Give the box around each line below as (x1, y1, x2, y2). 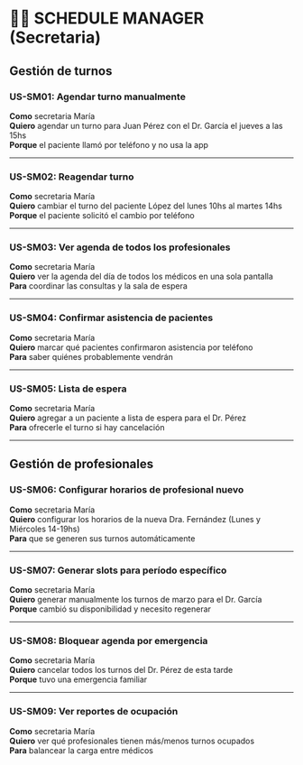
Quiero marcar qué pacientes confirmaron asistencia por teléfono (9, 342, 254, 353)
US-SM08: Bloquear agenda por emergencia (9, 634, 208, 647)
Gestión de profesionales (9, 456, 154, 472)
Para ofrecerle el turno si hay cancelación (9, 422, 165, 433)
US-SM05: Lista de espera (9, 382, 127, 395)
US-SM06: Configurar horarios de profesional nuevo (9, 484, 244, 496)
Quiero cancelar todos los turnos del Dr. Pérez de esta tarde (9, 665, 234, 676)
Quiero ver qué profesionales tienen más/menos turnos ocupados (9, 735, 255, 746)
